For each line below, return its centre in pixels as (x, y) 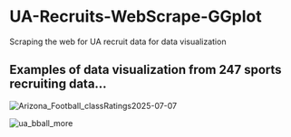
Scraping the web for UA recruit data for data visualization (118, 41)
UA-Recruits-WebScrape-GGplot (136, 17)
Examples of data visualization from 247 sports (146, 70)
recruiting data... (58, 84)
